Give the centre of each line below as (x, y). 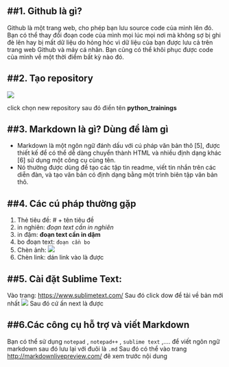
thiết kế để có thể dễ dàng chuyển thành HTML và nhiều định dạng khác (119, 153)
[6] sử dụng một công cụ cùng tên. (66, 160)
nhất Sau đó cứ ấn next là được (56, 303)
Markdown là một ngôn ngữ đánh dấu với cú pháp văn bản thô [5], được (119, 146)
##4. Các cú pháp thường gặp (72, 204)
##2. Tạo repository (50, 78)
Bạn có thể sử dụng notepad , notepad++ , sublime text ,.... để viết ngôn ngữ (114, 341)
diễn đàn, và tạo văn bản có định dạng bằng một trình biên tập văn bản (117, 175)
